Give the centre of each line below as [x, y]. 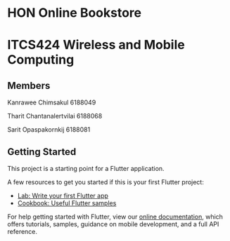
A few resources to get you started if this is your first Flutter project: [106, 182]
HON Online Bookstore [75, 13]
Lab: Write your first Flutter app [63, 195]
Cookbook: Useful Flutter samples [67, 203]
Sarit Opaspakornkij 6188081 [49, 130]
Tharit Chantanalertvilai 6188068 [55, 116]
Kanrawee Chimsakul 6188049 [52, 102]
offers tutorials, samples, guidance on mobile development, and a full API [113, 224]
